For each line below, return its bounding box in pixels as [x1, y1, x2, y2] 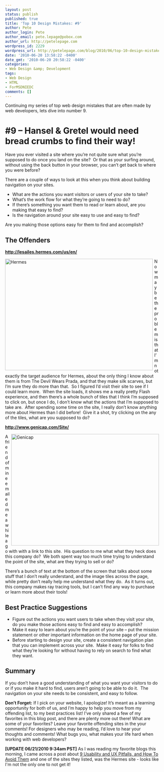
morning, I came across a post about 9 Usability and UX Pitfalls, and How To [5, 751, 159, 757]
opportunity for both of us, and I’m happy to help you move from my [5, 705, 142, 711]
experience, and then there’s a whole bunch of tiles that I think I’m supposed [5, 394, 159, 400]
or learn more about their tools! [5, 589, 67, 595]
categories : [5, 62, 29, 67]
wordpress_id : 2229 [5, 44, 45, 49]
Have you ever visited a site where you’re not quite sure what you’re [5, 151, 142, 157]
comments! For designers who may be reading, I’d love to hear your [5, 726, 141, 732]
